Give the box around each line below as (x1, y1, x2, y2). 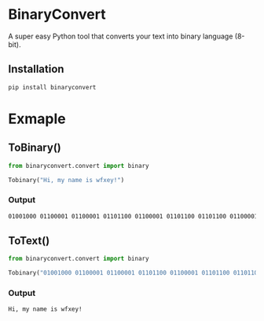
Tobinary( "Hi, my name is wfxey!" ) (8, 176, 125, 184)
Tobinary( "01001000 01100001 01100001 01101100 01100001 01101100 (8, 269, 230, 277)
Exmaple (8, 110, 66, 127)
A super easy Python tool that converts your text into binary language (8, 31, 233, 41)
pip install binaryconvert (8, 83, 97, 91)
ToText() (8, 234, 50, 247)
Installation (8, 63, 64, 76)
